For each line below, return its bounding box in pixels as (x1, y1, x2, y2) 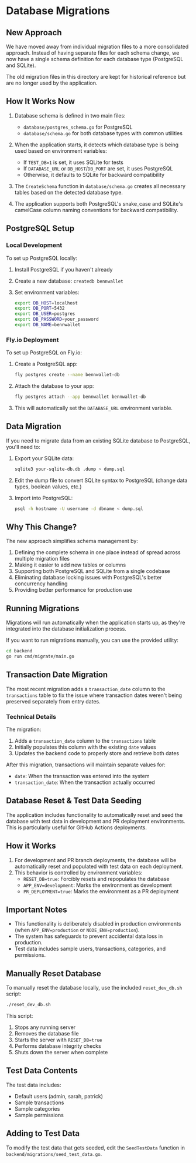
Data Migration (6, 421, 61, 431)
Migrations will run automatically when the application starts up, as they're (6, 619, 185, 626)
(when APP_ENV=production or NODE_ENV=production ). (14, 927, 140, 934)
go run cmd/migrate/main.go (6, 653, 75, 659)
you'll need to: (6, 443, 41, 450)
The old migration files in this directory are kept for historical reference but (6, 73, 186, 80)
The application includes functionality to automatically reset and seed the (6, 811, 183, 818)
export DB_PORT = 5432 (14, 306, 65, 311)
